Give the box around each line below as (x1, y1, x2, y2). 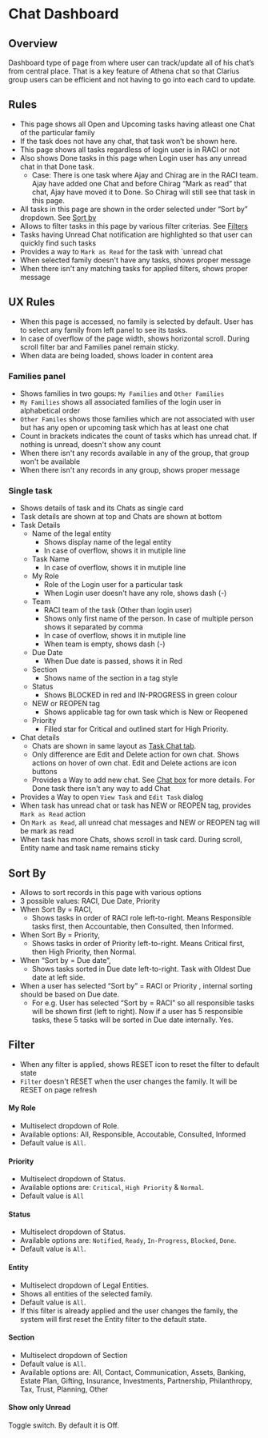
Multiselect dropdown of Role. (19, 1121, 120, 1131)
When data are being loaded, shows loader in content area (19, 350, 214, 360)
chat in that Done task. (19, 162, 94, 171)
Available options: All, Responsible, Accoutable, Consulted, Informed (19, 1129, 246, 1140)
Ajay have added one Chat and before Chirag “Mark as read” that (31, 178, 247, 188)
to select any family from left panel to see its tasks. (19, 325, 188, 334)
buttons (31, 767, 58, 777)
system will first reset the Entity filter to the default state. (19, 1314, 207, 1324)
